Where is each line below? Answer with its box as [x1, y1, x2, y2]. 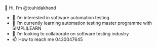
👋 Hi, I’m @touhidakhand [5, 5, 56, 11]
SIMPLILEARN [12, 25, 42, 31]
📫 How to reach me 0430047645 [12, 36, 83, 42]
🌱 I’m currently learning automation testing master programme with [12, 20, 152, 26]
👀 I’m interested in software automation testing [12, 15, 110, 20]
